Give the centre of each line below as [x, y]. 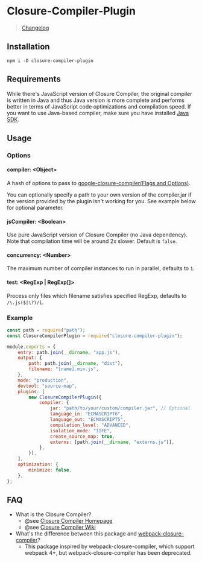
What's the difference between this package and [76, 534]
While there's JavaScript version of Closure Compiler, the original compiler [99, 93]
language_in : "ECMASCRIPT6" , [86, 414]
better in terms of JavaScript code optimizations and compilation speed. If [99, 106]
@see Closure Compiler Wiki [60, 527]
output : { [30, 358]
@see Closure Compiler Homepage [68, 521]
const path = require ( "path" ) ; [46, 330]
